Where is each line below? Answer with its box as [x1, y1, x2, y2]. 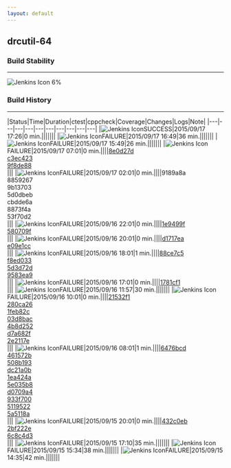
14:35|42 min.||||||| [7, 453, 60, 461]
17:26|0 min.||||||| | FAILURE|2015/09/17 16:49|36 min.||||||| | [7, 132, 218, 140]
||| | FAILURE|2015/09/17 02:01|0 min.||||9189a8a [7, 168, 186, 177]
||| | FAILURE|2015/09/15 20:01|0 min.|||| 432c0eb [7, 416, 188, 425]
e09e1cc [7, 241, 32, 249]
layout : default [7, 10, 54, 17]
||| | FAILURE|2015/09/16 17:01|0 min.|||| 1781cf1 [7, 278, 181, 286]
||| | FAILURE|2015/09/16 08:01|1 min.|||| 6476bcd [7, 344, 187, 352]
